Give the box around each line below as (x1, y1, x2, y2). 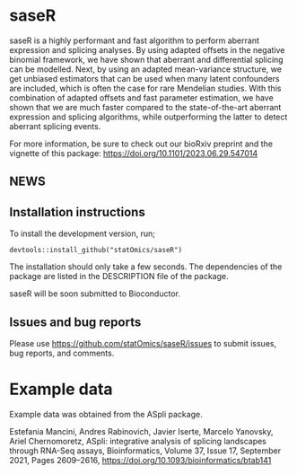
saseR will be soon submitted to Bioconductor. (9, 288, 181, 299)
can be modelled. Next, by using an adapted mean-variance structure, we (9, 64, 283, 75)
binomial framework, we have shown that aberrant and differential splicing (9, 54, 284, 65)
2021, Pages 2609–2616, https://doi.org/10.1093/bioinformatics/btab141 (9, 454, 272, 465)
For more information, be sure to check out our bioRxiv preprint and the (9, 138, 274, 149)
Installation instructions (9, 204, 145, 220)
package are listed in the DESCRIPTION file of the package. (9, 271, 229, 282)
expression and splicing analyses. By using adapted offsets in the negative (9, 44, 285, 55)
